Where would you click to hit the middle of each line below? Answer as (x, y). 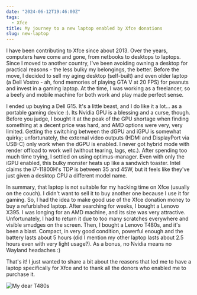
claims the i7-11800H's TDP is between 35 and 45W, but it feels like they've (98, 169)
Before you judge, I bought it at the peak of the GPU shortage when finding (98, 119)
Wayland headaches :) (33, 250)
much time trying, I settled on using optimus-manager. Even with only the (95, 157)
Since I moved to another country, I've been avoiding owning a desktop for (97, 64)
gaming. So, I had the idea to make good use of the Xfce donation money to (98, 200)
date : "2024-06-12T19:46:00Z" (43, 12)
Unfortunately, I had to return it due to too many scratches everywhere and (97, 219)
